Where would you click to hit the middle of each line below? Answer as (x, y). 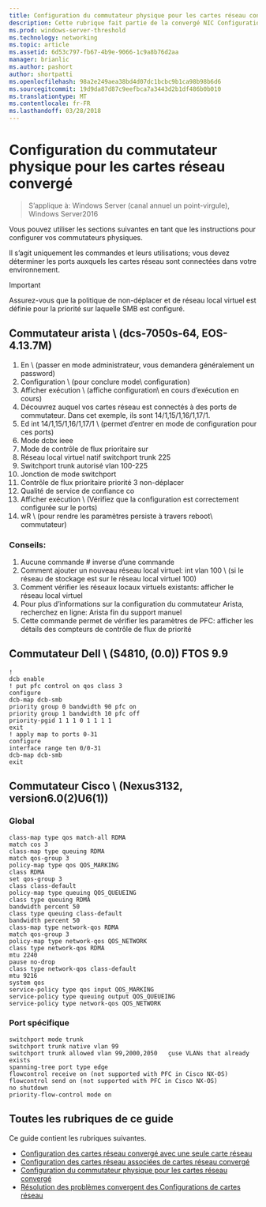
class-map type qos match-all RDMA (67, 837)
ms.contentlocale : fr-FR (50, 103)
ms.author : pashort (41, 67)
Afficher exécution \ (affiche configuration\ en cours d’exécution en (129, 390)
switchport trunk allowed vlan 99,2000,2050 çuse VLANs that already (129, 1053)
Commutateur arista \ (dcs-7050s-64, (104, 334)
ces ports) (37, 432)
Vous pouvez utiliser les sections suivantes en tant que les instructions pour (132, 229)
